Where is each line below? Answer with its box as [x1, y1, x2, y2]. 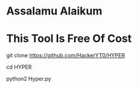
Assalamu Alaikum [6, 4, 103, 18]
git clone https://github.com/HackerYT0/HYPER [6, 52, 125, 59]
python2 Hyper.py [6, 75, 51, 83]
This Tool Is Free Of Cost [6, 32, 132, 46]
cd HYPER [6, 63, 32, 71]
